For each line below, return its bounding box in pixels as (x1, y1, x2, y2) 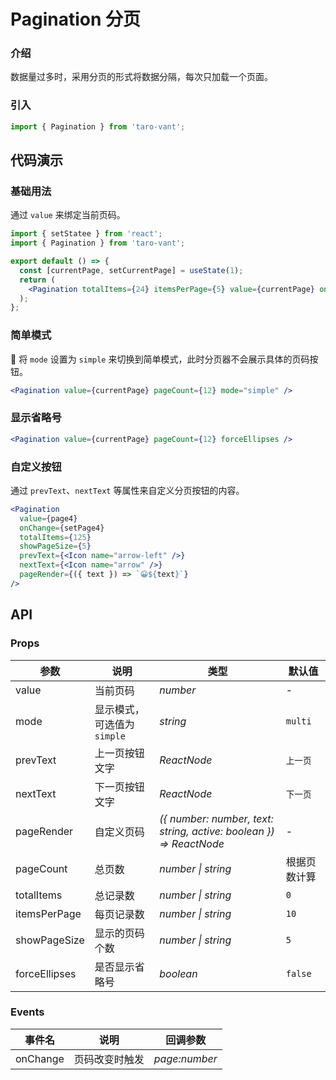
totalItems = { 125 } (19, 532, 92, 542)
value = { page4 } (19, 513, 78, 524)
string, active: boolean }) (159, 824, 275, 838)
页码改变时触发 (73, 1052, 145, 1066)
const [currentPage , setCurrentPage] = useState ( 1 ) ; (19, 265, 244, 275)
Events (10, 1005, 45, 1019)
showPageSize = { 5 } (19, 541, 92, 552)
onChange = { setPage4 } (19, 523, 105, 533)
